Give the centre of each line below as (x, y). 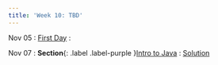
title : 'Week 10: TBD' (46, 15)
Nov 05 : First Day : (40, 38)
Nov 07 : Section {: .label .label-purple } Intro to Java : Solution (109, 52)
